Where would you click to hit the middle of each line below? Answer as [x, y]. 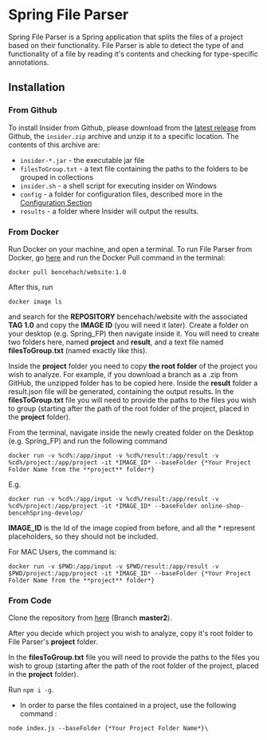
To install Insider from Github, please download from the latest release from [132, 127]
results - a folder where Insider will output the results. [109, 211]
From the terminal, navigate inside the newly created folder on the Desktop [131, 432]
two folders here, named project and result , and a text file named [116, 342]
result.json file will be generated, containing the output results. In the [121, 391]
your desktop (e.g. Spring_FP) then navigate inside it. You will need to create [134, 333]
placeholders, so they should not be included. [83, 536]
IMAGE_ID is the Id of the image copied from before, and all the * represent [132, 527]
